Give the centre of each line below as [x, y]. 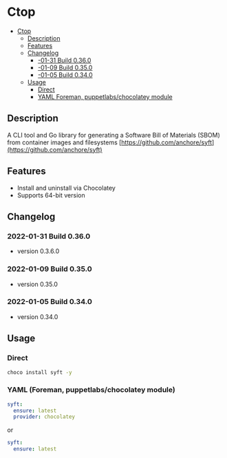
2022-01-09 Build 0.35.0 [50, 269]
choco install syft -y [40, 372]
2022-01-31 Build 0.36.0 [49, 236]
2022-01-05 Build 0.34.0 [50, 302]
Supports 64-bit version [51, 195]
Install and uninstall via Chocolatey [66, 188]
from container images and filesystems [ [64, 142]
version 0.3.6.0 [38, 251]
